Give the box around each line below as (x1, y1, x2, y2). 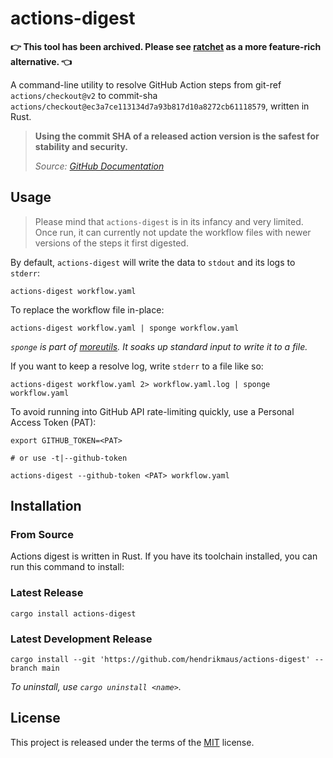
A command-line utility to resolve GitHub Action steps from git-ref (10, 78, 282, 91)
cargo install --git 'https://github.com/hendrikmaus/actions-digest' (10, 655, 311, 665)
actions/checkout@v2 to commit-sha (10, 89, 158, 101)
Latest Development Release (10, 632, 153, 646)
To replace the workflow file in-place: (10, 303, 165, 316)
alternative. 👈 (10, 55, 73, 67)
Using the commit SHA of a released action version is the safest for (34, 130, 320, 142)
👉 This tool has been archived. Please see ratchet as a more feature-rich (10, 40, 322, 52)
